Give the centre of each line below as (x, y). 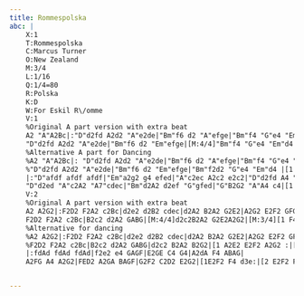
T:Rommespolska (54, 43)
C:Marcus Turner (57, 52)
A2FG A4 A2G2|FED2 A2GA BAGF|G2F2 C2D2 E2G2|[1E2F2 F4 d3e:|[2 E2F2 (157, 262)
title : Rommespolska (48, 18)
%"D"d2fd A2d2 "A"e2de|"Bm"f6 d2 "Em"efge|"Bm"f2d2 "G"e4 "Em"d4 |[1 (160, 169)
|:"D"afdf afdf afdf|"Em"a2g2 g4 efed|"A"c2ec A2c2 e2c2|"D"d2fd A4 (157, 177)
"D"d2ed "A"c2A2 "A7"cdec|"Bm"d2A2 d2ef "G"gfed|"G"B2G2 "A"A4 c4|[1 (160, 186)
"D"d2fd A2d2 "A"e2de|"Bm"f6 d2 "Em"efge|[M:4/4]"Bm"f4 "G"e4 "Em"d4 (160, 144)
